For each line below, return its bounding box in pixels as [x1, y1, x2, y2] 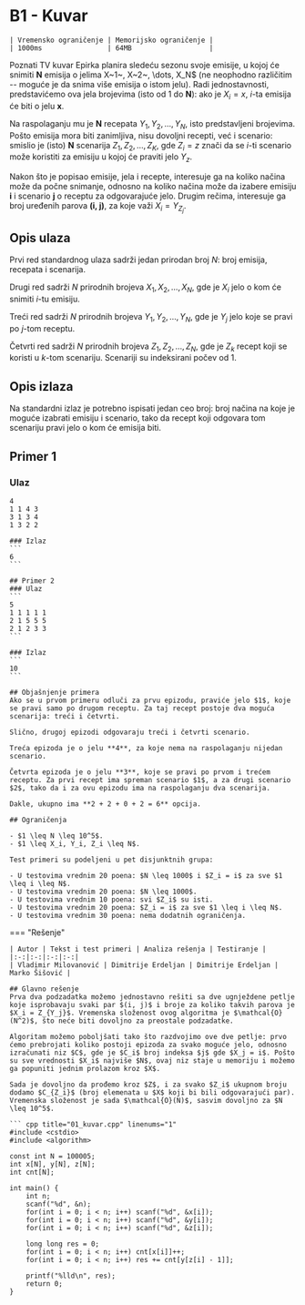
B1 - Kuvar [9, 5, 88, 26]
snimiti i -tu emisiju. [9, 293, 80, 304]
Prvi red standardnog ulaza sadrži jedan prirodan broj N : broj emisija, [9, 254, 268, 265]
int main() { [9, 1183, 59, 1193]
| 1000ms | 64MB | [9, 43, 214, 53]
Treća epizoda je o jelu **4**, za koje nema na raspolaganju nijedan [9, 743, 283, 752]
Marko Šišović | [9, 968, 71, 977]
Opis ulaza [9, 229, 71, 246]
